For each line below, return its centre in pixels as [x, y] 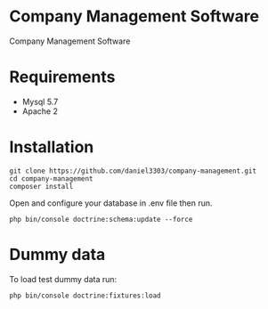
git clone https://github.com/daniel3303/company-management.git [133, 171]
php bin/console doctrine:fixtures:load [85, 296]
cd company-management [51, 179]
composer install [41, 186]
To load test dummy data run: [63, 279]
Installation [52, 147]
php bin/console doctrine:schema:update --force [101, 219]
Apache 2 [40, 111]
